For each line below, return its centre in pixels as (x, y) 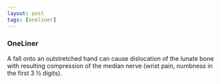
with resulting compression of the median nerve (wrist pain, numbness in (110, 66)
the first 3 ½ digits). (35, 73)
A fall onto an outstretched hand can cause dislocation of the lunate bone (110, 58)
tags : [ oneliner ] (32, 20)
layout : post (26, 13)
